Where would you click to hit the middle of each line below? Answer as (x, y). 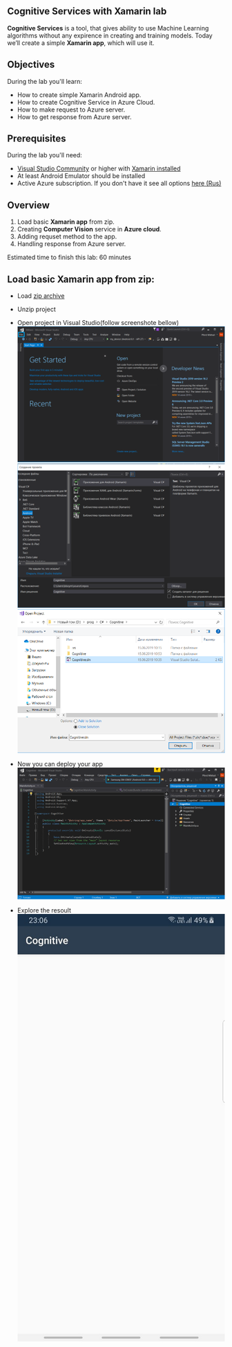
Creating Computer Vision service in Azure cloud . (89, 229)
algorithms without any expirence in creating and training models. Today (110, 35)
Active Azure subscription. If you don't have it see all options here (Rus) (119, 184)
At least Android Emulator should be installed (81, 176)
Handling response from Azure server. (71, 244)
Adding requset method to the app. (67, 237)
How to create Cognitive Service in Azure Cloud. (86, 102)
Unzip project (37, 309)
